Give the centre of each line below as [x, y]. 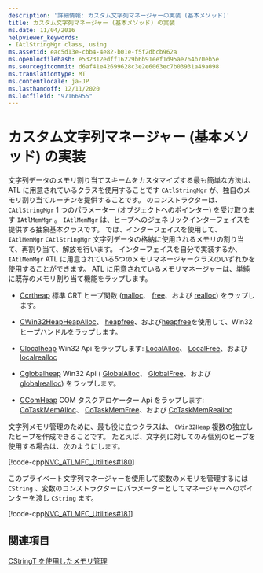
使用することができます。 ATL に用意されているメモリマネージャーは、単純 [129, 269]
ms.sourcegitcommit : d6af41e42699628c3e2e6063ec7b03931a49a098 [114, 67]
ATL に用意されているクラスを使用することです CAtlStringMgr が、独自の [126, 190]
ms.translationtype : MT [47, 74]
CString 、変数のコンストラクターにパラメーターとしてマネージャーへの [124, 488]
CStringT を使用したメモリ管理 [58, 561]
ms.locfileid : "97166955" [50, 96]
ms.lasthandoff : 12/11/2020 [54, 89]
